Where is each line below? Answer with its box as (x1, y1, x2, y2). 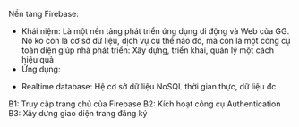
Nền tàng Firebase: (8, 9, 80, 19)
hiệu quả (21, 55, 55, 64)
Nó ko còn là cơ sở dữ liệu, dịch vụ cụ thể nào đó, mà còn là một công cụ (21, 36, 291, 46)
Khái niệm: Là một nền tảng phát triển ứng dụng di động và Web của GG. (21, 26, 290, 36)
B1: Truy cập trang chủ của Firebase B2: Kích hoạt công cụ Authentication (8, 98, 281, 109)
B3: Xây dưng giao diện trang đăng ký (8, 108, 148, 118)
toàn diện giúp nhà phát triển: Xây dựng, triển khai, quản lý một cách (21, 45, 275, 55)
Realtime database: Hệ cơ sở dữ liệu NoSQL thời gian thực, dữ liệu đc (21, 81, 277, 91)
